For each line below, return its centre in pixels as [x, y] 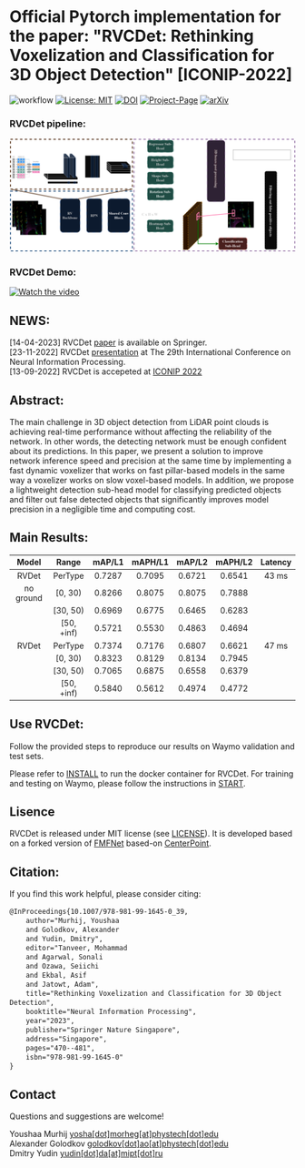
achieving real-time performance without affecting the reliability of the [141, 432]
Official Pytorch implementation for [145, 17]
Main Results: [49, 538]
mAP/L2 [192, 563]
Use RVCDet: [47, 724]
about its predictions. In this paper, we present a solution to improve [136, 451]
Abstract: [37, 400]
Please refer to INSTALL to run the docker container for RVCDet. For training [152, 773]
